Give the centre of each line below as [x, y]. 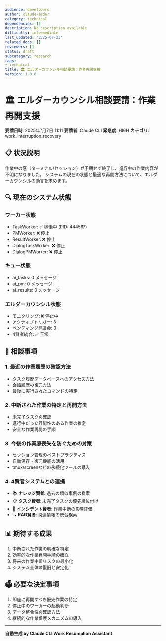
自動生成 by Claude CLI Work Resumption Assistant [59, 634]
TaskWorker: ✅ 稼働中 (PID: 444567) [50, 227]
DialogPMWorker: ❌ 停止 [37, 252]
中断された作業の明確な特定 [41, 549]
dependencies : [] [23, 24]
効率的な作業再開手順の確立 [41, 555]
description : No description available [46, 28]
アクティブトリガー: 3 [34, 322]
